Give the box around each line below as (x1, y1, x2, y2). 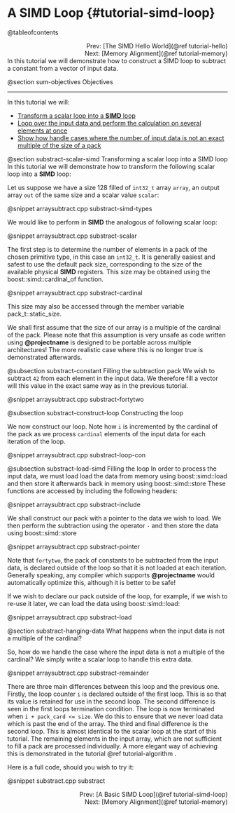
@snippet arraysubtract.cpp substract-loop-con (7, 450, 146, 459)
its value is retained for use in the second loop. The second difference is (7, 697, 215, 706)
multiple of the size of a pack (17, 141, 101, 149)
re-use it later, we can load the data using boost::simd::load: (7, 599, 180, 607)
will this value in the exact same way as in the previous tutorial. (7, 381, 189, 390)
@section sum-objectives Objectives (7, 77, 113, 86)
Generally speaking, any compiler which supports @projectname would (7, 570, 215, 579)
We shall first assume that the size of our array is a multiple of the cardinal (7, 323, 222, 331)
